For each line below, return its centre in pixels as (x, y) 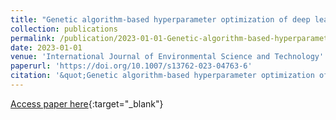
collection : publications (64, 29)
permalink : (33, 38)
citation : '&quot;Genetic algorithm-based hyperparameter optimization (162, 76)
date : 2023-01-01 (46, 47)
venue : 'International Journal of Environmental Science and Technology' (167, 57)
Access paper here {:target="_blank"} (87, 103)
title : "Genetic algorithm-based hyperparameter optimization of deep (160, 19)
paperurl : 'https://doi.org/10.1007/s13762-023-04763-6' (131, 66)
